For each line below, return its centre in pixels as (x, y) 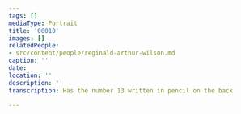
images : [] (27, 38)
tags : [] (23, 16)
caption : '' (28, 61)
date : (17, 68)
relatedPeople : (34, 46)
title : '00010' (34, 31)
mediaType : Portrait (43, 23)
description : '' (36, 83)
